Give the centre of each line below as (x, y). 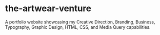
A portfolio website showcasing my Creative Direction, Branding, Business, (80, 22)
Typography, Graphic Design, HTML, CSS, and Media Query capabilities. (78, 27)
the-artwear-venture (48, 9)
